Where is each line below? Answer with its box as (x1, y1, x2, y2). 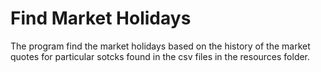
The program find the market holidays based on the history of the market (10, 40, 311, 52)
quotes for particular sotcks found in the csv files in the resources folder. (10, 50, 311, 62)
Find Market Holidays (10, 7, 192, 30)
